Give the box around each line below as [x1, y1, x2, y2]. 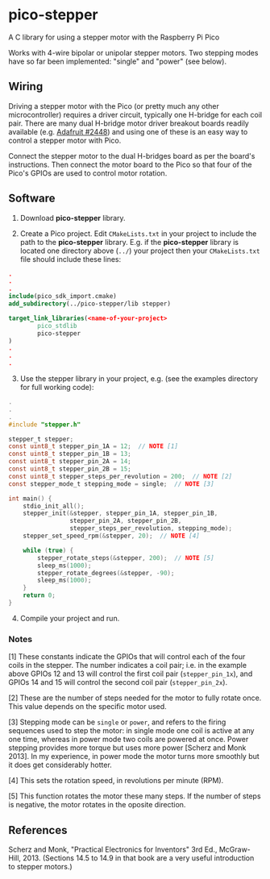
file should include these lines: [19, 254, 122, 263]
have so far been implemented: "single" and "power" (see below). [8, 56, 227, 66]
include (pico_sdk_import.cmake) [8, 292, 117, 301]
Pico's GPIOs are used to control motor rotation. [8, 168, 168, 178]
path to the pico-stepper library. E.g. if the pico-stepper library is [19, 237, 239, 247]
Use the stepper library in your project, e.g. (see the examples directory [19, 374, 259, 384]
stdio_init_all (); [23, 502, 85, 510]
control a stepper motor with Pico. [8, 135, 122, 145]
